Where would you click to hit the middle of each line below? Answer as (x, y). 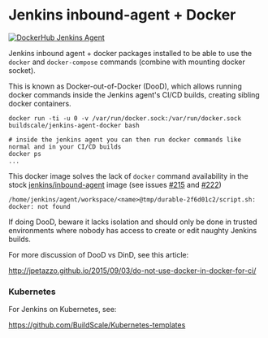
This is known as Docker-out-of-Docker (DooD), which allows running (125, 86)
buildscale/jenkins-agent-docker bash (74, 125)
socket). (22, 70)
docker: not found (39, 206)
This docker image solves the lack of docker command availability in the (129, 175)
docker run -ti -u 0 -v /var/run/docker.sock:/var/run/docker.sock (125, 118)
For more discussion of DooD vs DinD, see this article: (99, 254)
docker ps (25, 154)
